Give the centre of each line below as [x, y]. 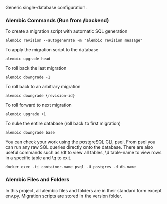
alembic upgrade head [28, 59]
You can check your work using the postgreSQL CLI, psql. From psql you [80, 142]
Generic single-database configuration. [46, 7]
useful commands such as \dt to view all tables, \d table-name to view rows [83, 153]
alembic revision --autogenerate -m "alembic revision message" [74, 40]
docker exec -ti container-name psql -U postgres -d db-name [71, 167]
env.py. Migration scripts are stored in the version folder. [64, 196]
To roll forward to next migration [38, 105]
